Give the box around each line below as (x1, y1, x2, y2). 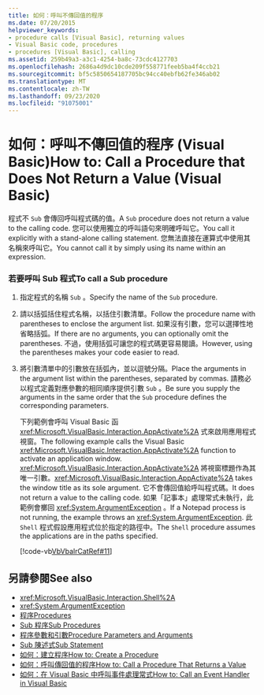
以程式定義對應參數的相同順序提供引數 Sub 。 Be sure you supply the (19, 384, 240, 393)
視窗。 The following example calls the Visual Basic (19, 437, 185, 446)
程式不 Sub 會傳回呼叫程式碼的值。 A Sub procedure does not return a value (8, 214, 250, 223)
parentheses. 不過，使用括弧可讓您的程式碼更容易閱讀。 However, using (19, 339, 253, 348)
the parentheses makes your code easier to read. (19, 347, 180, 357)
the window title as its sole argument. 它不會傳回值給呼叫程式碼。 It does (19, 483, 255, 492)
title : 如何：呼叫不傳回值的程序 (8, 11, 104, 20)
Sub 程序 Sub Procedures (19, 620, 101, 630)
